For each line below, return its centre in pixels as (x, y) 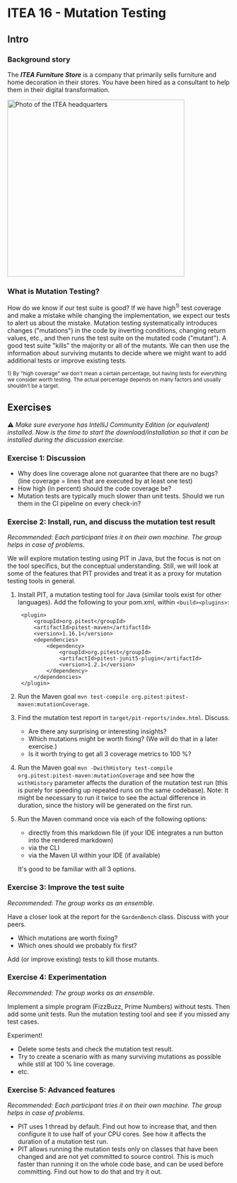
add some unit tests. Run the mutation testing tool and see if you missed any (118, 1014)
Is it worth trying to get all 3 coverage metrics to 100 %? (110, 754)
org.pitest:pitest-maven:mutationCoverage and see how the (106, 775)
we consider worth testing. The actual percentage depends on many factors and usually (114, 379)
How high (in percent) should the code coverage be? (94, 488)
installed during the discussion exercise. (66, 440)
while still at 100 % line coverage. (66, 1064)
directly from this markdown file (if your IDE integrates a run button (126, 833)
